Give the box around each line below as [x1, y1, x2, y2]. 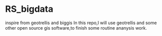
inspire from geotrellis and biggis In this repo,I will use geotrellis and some [5, 20, 157, 26]
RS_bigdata [5, 3, 54, 15]
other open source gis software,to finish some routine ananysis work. [5, 25, 147, 31]
